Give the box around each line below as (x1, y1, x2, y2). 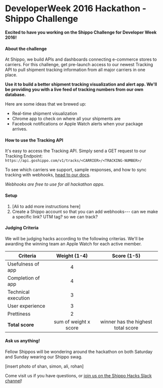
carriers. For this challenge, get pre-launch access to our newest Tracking (5, 62, 153, 68)
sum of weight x (53, 318, 91, 325)
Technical (7, 288, 30, 295)
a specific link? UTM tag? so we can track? (12, 213, 98, 219)
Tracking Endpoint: (5, 153, 43, 159)
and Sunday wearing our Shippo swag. (5, 353, 82, 360)
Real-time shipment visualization (12, 110, 78, 117)
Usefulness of (7, 261, 40, 267)
